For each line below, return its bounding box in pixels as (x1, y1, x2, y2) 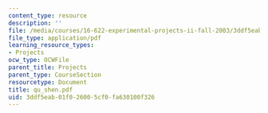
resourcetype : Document (8, 78, 88, 86)
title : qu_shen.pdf (8, 85, 73, 94)
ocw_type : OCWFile (8, 56, 69, 64)
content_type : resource (8, 11, 88, 20)
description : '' (8, 19, 62, 27)
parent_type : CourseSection (8, 71, 102, 79)
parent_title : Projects (8, 64, 88, 72)
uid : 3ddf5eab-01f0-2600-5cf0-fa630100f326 (8, 93, 156, 101)
